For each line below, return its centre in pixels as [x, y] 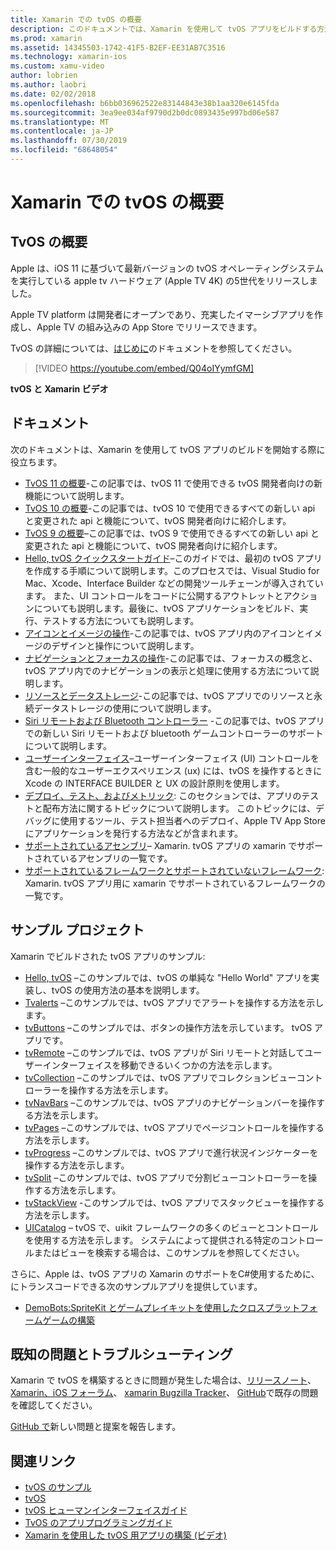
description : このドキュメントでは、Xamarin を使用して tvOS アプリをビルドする [164, 29]
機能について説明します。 [77, 495]
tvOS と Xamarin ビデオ [59, 388]
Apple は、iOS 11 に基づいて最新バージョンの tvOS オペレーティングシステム [167, 268]
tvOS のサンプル [58, 1487]
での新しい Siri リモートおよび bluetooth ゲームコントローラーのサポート [174, 733]
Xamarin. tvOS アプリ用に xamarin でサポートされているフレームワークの [175, 883]
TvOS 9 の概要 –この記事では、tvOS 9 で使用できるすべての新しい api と [172, 533]
